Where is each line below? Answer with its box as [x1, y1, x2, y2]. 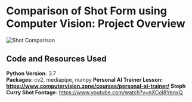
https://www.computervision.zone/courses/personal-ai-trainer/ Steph [6, 82, 186, 89]
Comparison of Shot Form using [6, 4, 167, 18]
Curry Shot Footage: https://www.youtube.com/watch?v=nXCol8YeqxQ [6, 88, 183, 96]
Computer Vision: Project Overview [6, 17, 186, 30]
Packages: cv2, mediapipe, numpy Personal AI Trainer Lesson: [6, 76, 163, 83]
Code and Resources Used [6, 54, 107, 64]
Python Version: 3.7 [6, 70, 57, 77]
